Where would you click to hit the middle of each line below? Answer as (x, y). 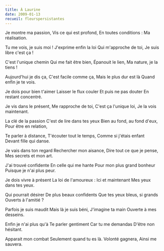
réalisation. (16, 38)
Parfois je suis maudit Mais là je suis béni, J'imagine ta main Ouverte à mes (81, 210)
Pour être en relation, (26, 126)
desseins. (15, 215)
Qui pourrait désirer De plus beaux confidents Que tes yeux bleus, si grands (82, 195)
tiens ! (11, 67)
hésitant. (14, 229)
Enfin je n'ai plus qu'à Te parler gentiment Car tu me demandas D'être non (80, 224)
